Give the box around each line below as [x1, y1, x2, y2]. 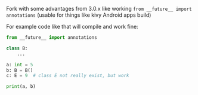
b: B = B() [6, 67, 33, 73]
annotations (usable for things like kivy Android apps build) [6, 11, 151, 19]
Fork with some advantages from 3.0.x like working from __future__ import [6, 5, 192, 12]
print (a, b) [6, 84, 36, 90]
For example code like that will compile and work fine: [6, 23, 138, 30]
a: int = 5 [6, 62, 33, 68]
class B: [6, 45, 28, 51]
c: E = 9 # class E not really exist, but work [6, 73, 129, 79]
